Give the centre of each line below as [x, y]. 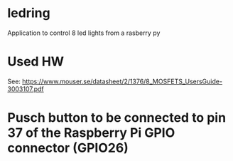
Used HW [36, 62]
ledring [29, 13]
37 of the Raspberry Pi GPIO [91, 133]
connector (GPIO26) [68, 148]
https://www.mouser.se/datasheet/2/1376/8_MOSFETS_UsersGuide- [122, 81]
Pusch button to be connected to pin [116, 118]
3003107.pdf [26, 89]
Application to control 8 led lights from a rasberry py [84, 33]
